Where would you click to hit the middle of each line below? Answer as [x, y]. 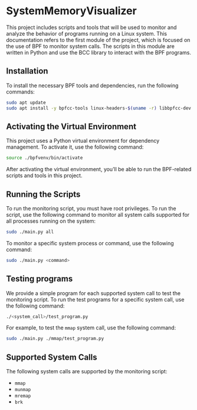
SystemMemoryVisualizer [71, 11]
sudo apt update [26, 102]
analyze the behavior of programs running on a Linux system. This [86, 33]
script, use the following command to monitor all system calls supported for [98, 215]
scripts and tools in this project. [44, 175]
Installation [27, 71]
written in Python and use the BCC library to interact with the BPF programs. [99, 52]
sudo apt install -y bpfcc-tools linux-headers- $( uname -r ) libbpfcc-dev [99, 108]
